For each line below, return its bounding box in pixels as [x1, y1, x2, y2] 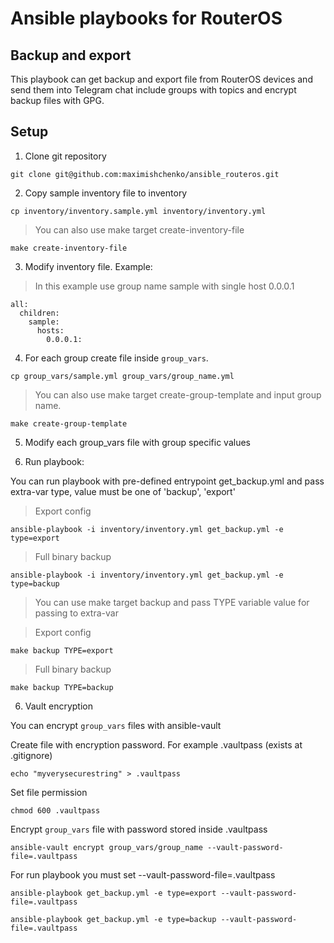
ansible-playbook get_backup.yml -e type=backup [10, 914, 217, 924]
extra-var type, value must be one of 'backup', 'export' [10, 485, 236, 497]
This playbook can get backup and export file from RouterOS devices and [10, 73, 313, 85]
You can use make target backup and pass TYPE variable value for [34, 596, 310, 608]
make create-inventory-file [10, 243, 128, 253]
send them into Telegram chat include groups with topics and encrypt [10, 84, 297, 96]
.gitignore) [10, 749, 53, 761]
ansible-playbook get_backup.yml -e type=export [10, 888, 217, 898]
